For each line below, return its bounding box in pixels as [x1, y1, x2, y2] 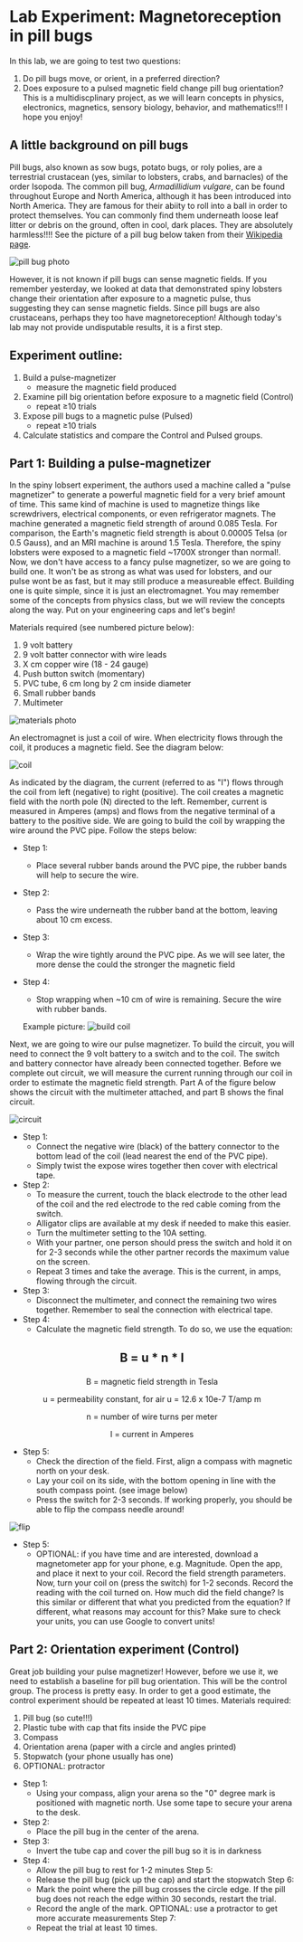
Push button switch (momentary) [22, 668, 146, 679]
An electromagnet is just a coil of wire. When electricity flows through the [9, 733, 283, 744]
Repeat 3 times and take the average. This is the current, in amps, [35, 1266, 282, 1277]
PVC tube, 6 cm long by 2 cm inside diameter [22, 678, 192, 689]
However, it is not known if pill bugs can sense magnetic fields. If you [9, 273, 268, 284]
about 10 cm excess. [35, 914, 113, 925]
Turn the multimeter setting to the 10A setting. [35, 1227, 207, 1238]
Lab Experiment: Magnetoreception [9, 6, 282, 27]
